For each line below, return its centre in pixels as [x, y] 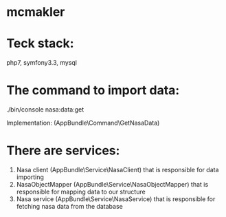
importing [30, 177]
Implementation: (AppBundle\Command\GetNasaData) [83, 123]
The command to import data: [93, 91]
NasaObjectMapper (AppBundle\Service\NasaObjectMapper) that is [112, 184]
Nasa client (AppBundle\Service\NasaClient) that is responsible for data [117, 170]
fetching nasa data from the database [69, 206]
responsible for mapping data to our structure [81, 192]
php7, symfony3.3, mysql [42, 63]
